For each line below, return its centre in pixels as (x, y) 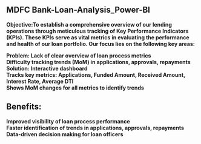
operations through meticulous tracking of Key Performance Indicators (97, 31)
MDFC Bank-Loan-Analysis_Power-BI (78, 10)
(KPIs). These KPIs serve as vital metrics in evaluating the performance (98, 37)
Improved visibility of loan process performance (68, 121)
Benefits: (24, 107)
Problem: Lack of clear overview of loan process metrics (79, 55)
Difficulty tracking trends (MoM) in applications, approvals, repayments (98, 62)
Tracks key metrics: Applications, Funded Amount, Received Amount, (96, 74)
